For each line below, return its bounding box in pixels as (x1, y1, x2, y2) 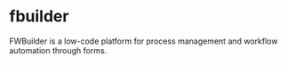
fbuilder (9, 6, 69, 27)
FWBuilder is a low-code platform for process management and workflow (9, 36, 278, 46)
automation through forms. (9, 45, 108, 55)
